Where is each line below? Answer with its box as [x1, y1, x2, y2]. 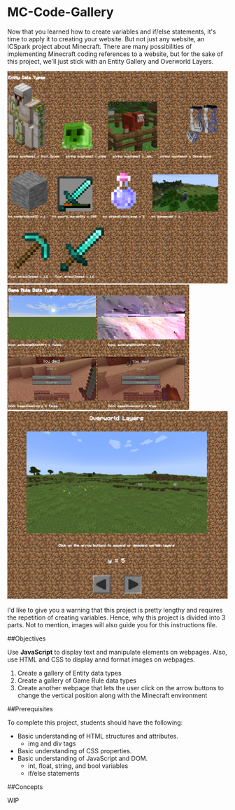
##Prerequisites [7, 704, 54, 713]
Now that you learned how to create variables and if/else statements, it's [7, 27, 217, 36]
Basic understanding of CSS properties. [17, 746, 132, 755]
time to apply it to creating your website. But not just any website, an [7, 34, 205, 43]
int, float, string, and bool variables [27, 761, 129, 770]
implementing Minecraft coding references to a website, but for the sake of [7, 50, 224, 58]
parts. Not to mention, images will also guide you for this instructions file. [7, 620, 218, 629]
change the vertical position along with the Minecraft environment [17, 691, 208, 699]
